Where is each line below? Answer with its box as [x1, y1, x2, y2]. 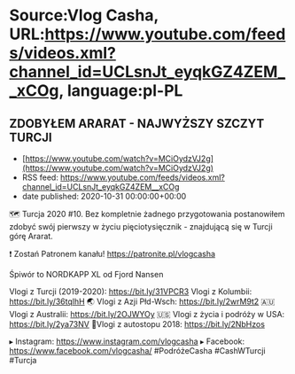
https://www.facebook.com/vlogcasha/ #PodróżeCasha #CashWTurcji [9, 346, 266, 355]
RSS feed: [21, 172, 59, 183]
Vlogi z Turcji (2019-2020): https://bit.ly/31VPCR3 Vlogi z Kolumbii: [9, 286, 252, 297]
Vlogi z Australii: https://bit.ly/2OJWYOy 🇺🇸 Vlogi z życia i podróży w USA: [9, 309, 285, 319]
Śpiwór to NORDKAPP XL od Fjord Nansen [9, 269, 164, 279]
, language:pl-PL [58, 81, 183, 101]
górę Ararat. [9, 231, 53, 241]
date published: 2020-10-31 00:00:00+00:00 [21, 191, 187, 201]
